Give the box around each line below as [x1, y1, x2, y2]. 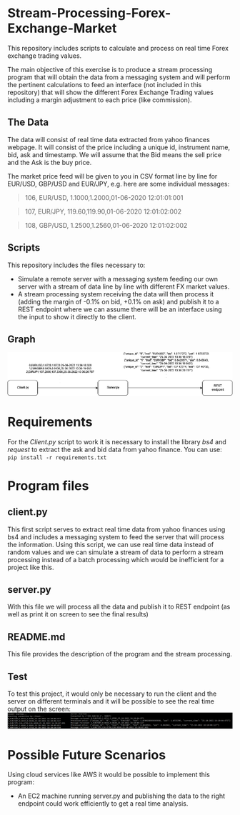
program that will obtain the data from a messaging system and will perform [7, 73, 231, 81]
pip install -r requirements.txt [7, 454, 107, 461]
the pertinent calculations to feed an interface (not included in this [7, 80, 202, 89]
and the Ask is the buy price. [7, 158, 92, 166]
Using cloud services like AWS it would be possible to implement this [7, 770, 211, 779]
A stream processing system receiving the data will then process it [17, 289, 214, 298]
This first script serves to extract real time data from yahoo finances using [7, 525, 226, 534]
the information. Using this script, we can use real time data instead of [7, 540, 214, 549]
